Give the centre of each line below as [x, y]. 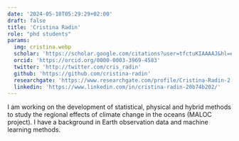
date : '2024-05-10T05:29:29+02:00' [60, 14]
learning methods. [34, 130]
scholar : [27, 54]
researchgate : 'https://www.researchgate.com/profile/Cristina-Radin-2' [124, 80]
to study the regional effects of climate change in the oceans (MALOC [110, 115]
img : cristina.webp [43, 47]
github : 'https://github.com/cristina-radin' [83, 73]
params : [19, 41]
